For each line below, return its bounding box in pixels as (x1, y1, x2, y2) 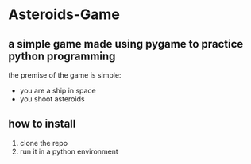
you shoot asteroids (19, 94, 85, 104)
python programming (8, 49, 116, 63)
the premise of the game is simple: (8, 71, 122, 80)
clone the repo (19, 138, 68, 147)
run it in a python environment (19, 147, 119, 156)
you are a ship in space (19, 86, 97, 95)
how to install (8, 117, 76, 131)
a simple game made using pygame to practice (8, 37, 244, 51)
